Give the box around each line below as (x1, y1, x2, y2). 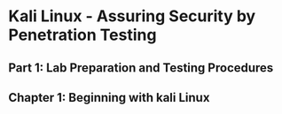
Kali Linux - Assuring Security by (8, 6, 256, 27)
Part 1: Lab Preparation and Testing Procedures (8, 60, 274, 75)
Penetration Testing (8, 25, 157, 45)
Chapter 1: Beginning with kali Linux (8, 90, 210, 105)
